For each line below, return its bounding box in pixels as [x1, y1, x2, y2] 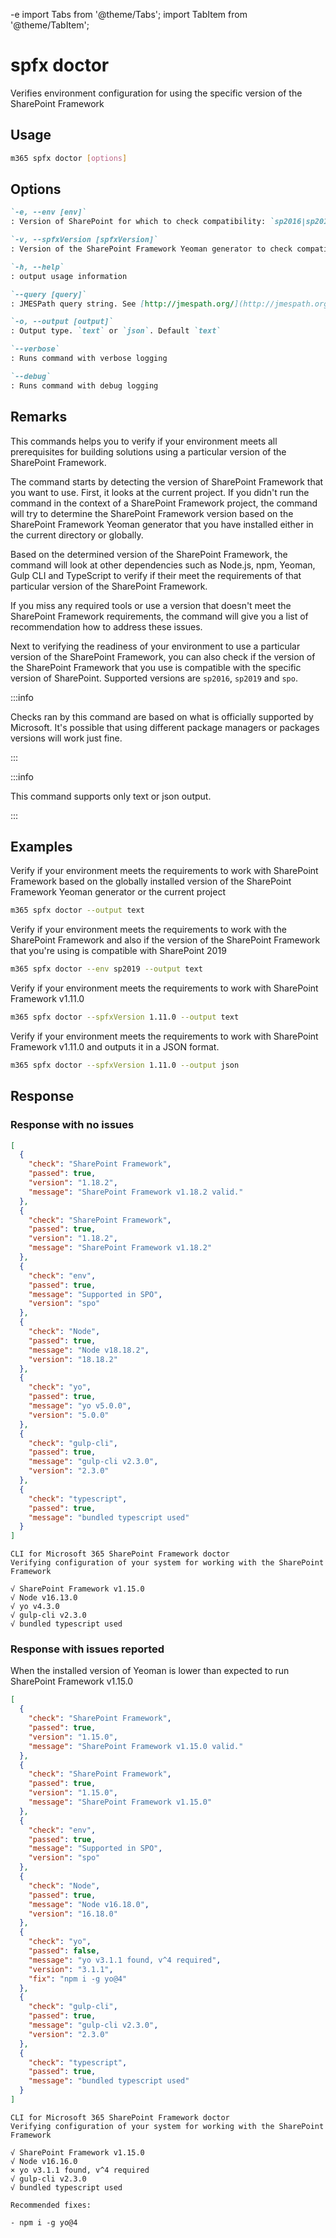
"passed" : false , [28, 1946, 101, 1956]
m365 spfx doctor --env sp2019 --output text [10, 964, 203, 974]
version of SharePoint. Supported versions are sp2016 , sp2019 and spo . [10, 672, 298, 684]
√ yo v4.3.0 [10, 1602, 60, 1612]
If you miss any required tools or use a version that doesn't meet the [10, 599, 292, 611]
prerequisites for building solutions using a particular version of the [10, 445, 287, 458]
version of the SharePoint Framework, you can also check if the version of [10, 650, 316, 663]
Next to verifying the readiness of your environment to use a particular [10, 640, 301, 652]
